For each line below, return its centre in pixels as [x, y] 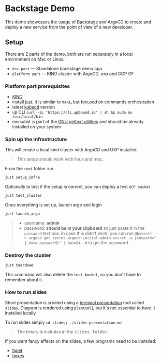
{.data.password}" [43, 243]
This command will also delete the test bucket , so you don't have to [73, 275]
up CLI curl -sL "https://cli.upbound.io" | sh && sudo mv [72, 112]
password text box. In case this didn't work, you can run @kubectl [88, 233]
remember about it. [24, 280]
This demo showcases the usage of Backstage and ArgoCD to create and [78, 22]
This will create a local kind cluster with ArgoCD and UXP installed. [72, 150]
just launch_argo [22, 214]
